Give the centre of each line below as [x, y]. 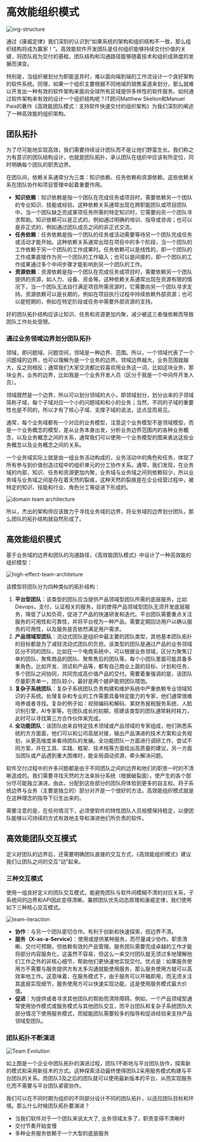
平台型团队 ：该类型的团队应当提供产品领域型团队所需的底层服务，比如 [101, 599]
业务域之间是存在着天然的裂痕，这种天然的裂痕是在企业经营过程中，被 [108, 480]
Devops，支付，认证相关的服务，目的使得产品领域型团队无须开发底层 [100, 606]
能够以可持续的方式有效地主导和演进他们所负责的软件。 [79, 818]
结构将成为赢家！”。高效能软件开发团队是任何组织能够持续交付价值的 [96, 49]
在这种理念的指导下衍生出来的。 [45, 798]
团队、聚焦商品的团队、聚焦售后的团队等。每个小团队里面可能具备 [106, 659]
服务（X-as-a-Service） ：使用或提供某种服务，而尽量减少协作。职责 [99, 939]
